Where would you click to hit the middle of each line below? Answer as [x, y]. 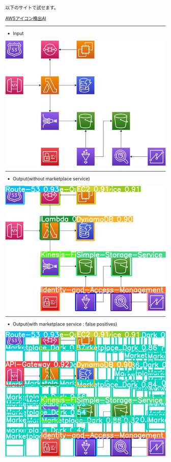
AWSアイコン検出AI [26, 18]
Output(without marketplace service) [51, 179]
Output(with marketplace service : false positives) [65, 324]
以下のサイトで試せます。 [32, 7]
